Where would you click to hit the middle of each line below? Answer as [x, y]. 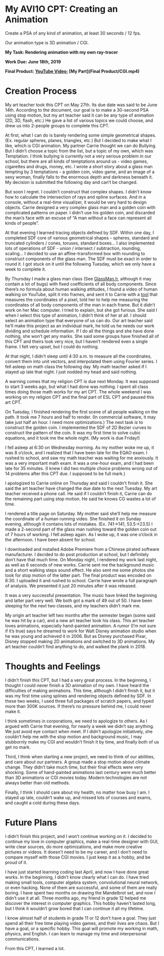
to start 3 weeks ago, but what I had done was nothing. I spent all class [77, 387]
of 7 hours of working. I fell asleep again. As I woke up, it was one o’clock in [81, 534]
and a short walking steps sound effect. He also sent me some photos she [80, 570]
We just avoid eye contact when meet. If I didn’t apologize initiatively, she [79, 731]
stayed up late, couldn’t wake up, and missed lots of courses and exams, [78, 797]
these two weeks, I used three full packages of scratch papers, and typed [80, 701]
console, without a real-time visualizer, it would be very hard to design [76, 202]
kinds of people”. [22, 223]
